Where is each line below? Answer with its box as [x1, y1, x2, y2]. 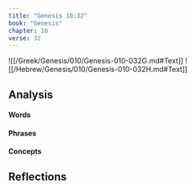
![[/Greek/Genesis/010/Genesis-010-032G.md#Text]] [8, 56, 184, 66]
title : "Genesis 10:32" [8, 11, 88, 20]
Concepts [8, 147, 42, 156]
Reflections [8, 170, 67, 183]
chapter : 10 [8, 26, 48, 34]
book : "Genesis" [8, 19, 63, 27]
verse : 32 [8, 34, 42, 42]
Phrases [8, 128, 37, 138]
